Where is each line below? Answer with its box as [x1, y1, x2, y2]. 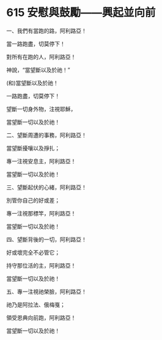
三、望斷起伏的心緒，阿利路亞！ [6, 184, 87, 191]
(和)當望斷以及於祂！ [6, 79, 59, 87]
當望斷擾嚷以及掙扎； [6, 144, 60, 152]
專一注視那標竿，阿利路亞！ [6, 209, 76, 217]
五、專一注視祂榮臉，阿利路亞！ [6, 288, 87, 295]
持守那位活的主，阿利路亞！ [6, 261, 76, 269]
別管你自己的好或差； [6, 196, 60, 204]
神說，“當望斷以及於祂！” [6, 66, 70, 74]
